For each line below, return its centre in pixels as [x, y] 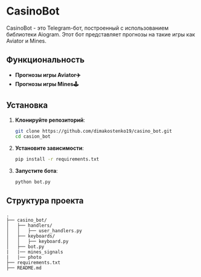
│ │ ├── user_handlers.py [44, 231]
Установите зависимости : [49, 148]
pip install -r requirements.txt [57, 159]
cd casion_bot [33, 137]
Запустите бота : [37, 171]
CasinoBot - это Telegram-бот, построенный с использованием [88, 28]
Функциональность [46, 60]
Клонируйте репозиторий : [50, 120]
